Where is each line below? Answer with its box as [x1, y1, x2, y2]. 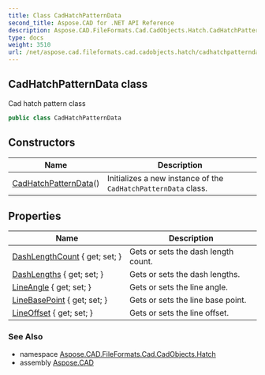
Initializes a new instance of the [106, 172, 224, 184]
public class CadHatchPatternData [8, 114, 122, 122]
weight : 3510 [8, 41, 51, 49]
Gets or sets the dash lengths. [129, 269, 241, 280]
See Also [8, 331, 43, 343]
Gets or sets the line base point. [129, 294, 247, 305]
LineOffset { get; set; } [12, 308, 93, 319]
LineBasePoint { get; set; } [12, 294, 108, 305]
